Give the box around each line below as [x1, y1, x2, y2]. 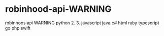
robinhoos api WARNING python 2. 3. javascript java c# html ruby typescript [5, 20, 159, 26]
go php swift [5, 25, 31, 31]
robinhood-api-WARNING [5, 3, 112, 15]
